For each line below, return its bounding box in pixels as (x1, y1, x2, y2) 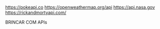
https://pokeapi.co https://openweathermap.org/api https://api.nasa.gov (5, 4, 155, 10)
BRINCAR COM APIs (5, 19, 47, 25)
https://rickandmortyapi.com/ (5, 9, 67, 15)
